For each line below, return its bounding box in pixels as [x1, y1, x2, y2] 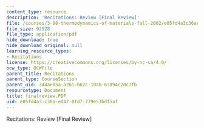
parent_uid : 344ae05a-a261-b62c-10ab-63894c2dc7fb [6, 82, 137, 88]
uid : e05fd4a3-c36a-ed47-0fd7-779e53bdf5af [6, 98, 118, 104]
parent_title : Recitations [6, 71, 75, 77]
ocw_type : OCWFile [6, 65, 53, 71]
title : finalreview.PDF [6, 93, 67, 99]
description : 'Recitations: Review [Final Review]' [6, 14, 140, 21]
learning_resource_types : [6, 48, 72, 54]
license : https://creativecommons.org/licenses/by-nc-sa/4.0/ [6, 59, 167, 65]
